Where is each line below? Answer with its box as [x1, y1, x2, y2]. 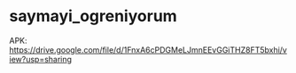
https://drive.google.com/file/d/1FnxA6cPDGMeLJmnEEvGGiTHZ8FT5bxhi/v [9, 44, 288, 55]
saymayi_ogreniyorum [9, 6, 177, 26]
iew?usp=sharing [9, 54, 73, 64]
